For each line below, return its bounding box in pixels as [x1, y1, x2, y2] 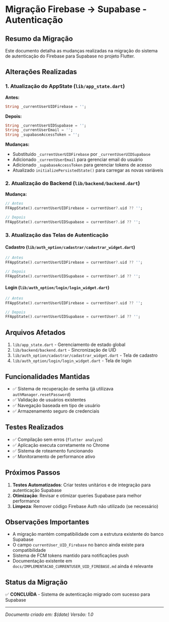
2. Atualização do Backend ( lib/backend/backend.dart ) [5, 180, 140, 187]
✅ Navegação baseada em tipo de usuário [12, 402, 101, 408]
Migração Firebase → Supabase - [5, 4, 147, 15]
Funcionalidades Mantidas [5, 372, 90, 381]
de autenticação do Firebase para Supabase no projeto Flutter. [5, 53, 135, 59]
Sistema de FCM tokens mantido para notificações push [12, 552, 129, 558]
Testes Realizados [5, 423, 64, 432]
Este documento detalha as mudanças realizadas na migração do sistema [5, 48, 158, 53]
